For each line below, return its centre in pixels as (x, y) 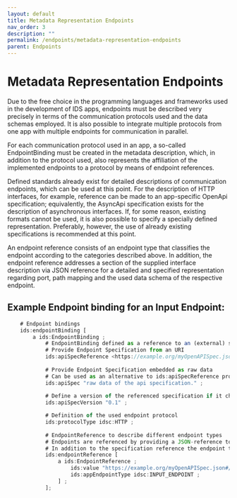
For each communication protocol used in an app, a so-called (97, 145)
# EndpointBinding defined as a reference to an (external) (135, 344)
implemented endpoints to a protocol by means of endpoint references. (111, 168)
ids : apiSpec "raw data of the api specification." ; (124, 383)
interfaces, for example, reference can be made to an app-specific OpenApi (117, 196)
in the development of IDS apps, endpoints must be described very (105, 109)
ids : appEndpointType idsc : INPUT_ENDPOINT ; (135, 475)
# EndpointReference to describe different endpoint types (133, 435)
